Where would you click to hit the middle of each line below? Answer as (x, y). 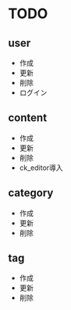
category (31, 193)
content (28, 118)
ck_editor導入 (41, 168)
